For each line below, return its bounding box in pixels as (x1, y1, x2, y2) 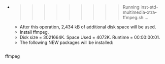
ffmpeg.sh (122, 15, 144, 20)
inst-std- (140, 4, 159, 10)
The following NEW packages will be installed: (19, 40, 113, 45)
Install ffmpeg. (19, 29, 49, 35)
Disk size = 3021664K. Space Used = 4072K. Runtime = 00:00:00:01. (19, 34, 160, 40)
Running (122, 4, 140, 10)
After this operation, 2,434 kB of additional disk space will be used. (19, 24, 156, 30)
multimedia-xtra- (122, 9, 157, 15)
